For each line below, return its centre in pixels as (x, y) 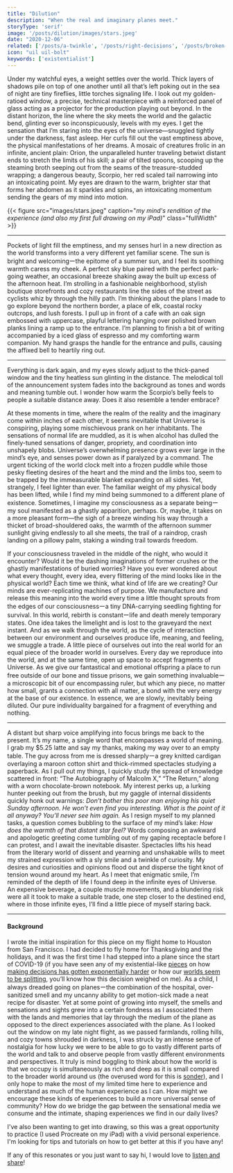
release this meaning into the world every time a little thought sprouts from (114, 598)
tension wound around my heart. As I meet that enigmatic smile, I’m (103, 875)
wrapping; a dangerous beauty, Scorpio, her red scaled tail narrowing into (113, 175)
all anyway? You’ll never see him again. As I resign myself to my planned (111, 815)
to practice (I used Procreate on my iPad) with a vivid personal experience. (114, 1134)
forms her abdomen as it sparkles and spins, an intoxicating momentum (110, 189)
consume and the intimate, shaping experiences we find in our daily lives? (113, 1113)
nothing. (19, 712)
